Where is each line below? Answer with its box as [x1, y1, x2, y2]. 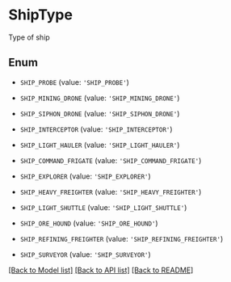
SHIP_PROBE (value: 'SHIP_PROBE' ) [19, 77, 129, 86]
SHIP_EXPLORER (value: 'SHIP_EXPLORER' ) [19, 171, 151, 181]
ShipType [8, 6, 73, 24]
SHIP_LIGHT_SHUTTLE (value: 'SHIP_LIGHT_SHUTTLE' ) [19, 202, 187, 212]
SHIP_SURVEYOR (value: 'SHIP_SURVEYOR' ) [19, 249, 151, 259]
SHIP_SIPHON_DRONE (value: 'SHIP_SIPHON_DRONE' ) [19, 108, 180, 118]
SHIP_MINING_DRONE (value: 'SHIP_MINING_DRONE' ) [19, 93, 180, 103]
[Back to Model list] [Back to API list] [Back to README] [8, 265, 194, 275]
